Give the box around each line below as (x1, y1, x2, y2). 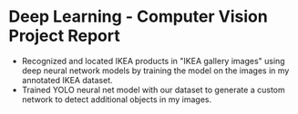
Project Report (8, 25, 120, 46)
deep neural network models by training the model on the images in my (21, 65, 290, 76)
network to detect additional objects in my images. (21, 93, 212, 105)
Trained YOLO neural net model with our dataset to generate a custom (21, 84, 285, 95)
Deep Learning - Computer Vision (8, 6, 268, 27)
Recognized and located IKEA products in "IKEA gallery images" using (21, 55, 285, 66)
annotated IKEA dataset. (21, 74, 113, 85)
